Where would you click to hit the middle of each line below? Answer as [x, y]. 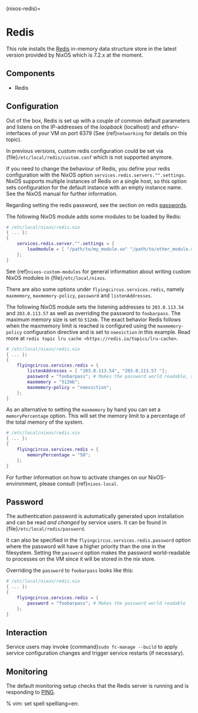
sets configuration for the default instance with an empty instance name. [94, 187]
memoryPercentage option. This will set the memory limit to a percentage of [96, 416]
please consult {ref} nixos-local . [79, 483]
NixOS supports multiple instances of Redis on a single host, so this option [96, 181]
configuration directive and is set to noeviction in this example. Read [107, 332]
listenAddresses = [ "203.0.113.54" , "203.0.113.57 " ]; [97, 371]
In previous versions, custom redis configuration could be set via [85, 151]
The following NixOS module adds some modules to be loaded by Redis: [94, 216]
